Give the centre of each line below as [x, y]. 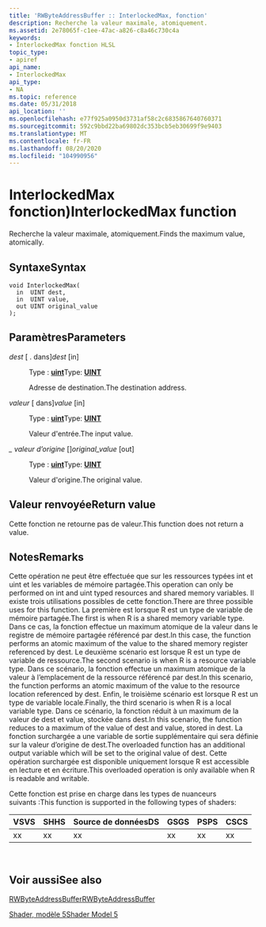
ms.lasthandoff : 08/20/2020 [55, 148]
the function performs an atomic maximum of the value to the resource [125, 686]
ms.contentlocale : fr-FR [50, 141]
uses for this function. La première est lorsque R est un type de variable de [131, 610]
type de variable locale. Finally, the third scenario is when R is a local [120, 702]
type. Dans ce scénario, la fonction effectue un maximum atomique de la [127, 669]
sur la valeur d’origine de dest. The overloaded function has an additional [127, 745]
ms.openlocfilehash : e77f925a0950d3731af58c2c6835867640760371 [116, 119]
